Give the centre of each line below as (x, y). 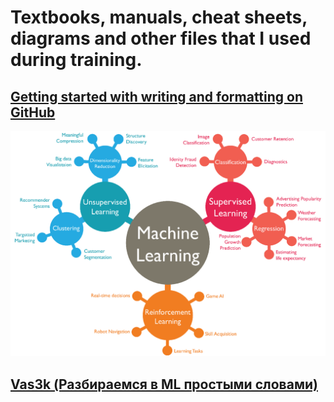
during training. (76, 60)
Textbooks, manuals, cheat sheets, (159, 17)
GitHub (33, 112)
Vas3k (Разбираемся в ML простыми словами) (164, 384)
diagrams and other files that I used (161, 38)
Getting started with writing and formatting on (156, 96)
